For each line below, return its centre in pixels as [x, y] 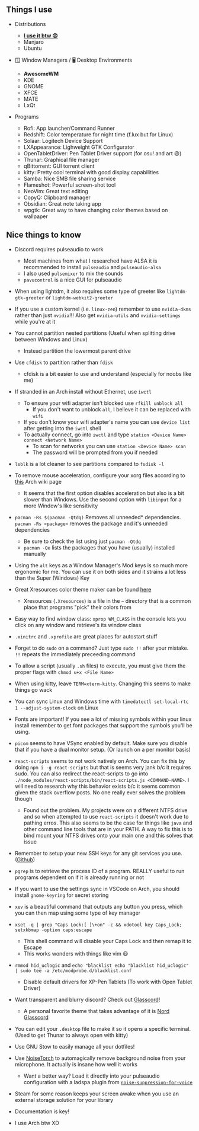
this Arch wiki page [38, 481]
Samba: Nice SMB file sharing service [70, 178]
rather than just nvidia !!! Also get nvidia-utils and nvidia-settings [97, 315]
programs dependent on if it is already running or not [79, 877]
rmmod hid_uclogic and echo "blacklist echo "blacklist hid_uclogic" [102, 965]
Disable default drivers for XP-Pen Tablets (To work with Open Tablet [108, 982]
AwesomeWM [41, 74]
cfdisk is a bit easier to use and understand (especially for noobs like [107, 373]
